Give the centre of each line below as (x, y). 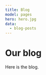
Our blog (23, 53)
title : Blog (17, 10)
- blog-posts (23, 28)
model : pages (19, 14)
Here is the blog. (22, 67)
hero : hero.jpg (21, 19)
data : (11, 24)
